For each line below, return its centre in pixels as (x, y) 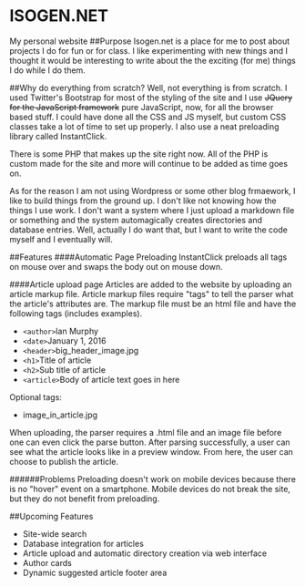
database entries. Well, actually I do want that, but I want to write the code (149, 230)
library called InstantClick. (58, 136)
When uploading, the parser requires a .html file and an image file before (146, 432)
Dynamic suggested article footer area (95, 572)
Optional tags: (36, 396)
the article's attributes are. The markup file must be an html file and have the (153, 304)
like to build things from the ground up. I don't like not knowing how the (143, 201)
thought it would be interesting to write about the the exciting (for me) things (152, 60)
